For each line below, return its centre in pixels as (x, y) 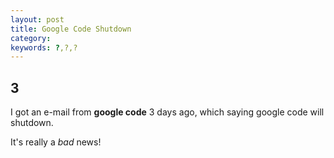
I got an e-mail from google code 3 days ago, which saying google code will (167, 112)
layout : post (37, 19)
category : (31, 38)
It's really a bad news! (56, 142)
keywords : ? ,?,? (44, 47)
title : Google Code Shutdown (71, 29)
